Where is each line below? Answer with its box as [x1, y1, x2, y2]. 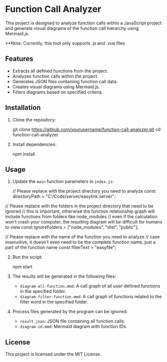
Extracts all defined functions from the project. [12, 68, 109, 74]
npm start [12, 264, 32, 270]
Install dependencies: [12, 141, 57, 147]
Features [5, 55, 33, 63]
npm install [12, 151, 35, 157]
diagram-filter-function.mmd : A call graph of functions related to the [19, 294, 162, 300]
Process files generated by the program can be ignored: [12, 309, 128, 315]
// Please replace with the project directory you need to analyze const [12, 188, 156, 194]
